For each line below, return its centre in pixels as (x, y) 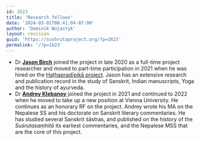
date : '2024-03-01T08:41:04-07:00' (50, 23)
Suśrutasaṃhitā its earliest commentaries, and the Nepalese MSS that (101, 125)
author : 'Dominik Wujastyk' (41, 28)
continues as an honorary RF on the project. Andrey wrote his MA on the (104, 106)
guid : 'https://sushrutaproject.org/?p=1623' (64, 39)
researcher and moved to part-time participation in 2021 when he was (101, 68)
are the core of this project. (48, 131)
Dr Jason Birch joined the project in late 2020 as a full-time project (97, 62)
